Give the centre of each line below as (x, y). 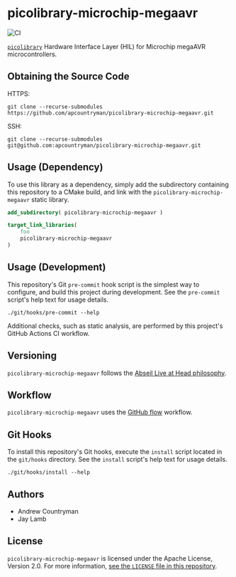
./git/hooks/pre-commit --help (54, 312)
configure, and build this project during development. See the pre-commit (114, 292)
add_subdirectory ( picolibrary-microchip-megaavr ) (85, 212)
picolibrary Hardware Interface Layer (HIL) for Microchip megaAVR (107, 46)
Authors (26, 494)
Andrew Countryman (48, 511)
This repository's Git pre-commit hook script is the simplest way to (103, 284)
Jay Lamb (32, 519)
